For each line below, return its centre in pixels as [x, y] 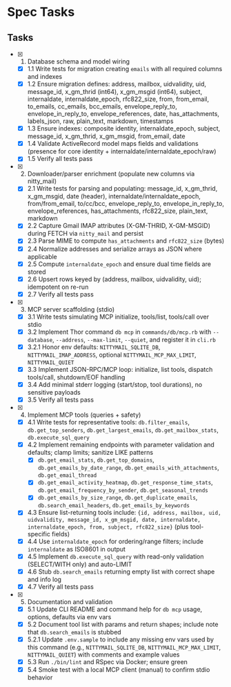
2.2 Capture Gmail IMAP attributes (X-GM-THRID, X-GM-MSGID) [119, 226]
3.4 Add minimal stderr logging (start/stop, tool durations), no [115, 385]
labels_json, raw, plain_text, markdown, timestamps [100, 121]
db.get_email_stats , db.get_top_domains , [96, 460]
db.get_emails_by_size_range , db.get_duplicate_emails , [118, 498]
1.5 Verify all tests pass [60, 159]
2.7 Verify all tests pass [61, 294]
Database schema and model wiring [78, 62]
